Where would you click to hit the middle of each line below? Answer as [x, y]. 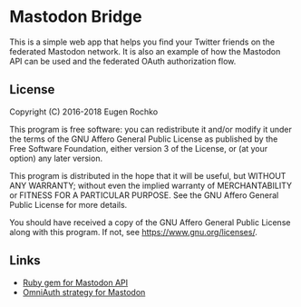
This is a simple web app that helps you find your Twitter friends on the [142, 42]
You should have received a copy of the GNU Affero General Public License [150, 222]
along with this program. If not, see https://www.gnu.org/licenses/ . [134, 232]
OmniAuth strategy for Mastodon [84, 292]
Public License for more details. [68, 204]
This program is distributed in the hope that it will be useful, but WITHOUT [148, 175]
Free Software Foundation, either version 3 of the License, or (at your [139, 148]
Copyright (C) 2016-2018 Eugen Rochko [84, 112]
